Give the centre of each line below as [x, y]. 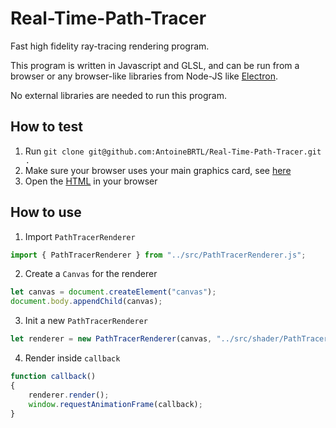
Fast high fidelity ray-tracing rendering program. [110, 46]
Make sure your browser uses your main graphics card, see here [158, 170]
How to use [46, 212]
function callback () [53, 377]
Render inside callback [72, 358]
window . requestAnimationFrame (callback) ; [115, 404]
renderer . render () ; [69, 395]
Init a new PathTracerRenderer [86, 321]
